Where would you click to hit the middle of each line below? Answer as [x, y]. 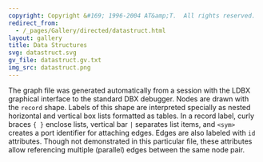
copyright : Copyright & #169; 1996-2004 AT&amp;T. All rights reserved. [132, 16]
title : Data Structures [48, 45]
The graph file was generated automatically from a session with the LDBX [130, 90]
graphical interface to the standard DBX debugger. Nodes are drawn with [129, 99]
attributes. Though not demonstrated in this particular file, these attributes [130, 141]
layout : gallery [35, 38]
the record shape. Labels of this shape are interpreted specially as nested [130, 107]
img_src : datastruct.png [50, 68]
